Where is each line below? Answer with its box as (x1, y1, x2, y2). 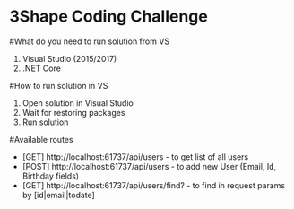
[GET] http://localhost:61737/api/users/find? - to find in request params (22, 179, 286, 190)
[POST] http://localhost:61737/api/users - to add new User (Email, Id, (22, 161, 277, 171)
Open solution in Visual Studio (22, 97, 134, 109)
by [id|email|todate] (22, 189, 96, 200)
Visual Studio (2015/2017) (22, 53, 117, 64)
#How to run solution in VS (9, 80, 108, 91)
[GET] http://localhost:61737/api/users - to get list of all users (22, 151, 249, 162)
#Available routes (9, 134, 73, 144)
